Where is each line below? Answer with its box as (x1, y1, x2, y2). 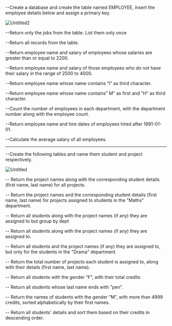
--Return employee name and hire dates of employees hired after (5, 121, 143, 127)
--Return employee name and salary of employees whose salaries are (5, 50, 153, 55)
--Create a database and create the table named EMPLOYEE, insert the (5, 5, 155, 10)
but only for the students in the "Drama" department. (5, 249, 117, 255)
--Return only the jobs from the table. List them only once (5, 30, 127, 35)
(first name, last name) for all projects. (5, 182, 86, 188)
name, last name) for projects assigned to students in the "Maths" (5, 197, 144, 203)
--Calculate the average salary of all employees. (5, 136, 107, 142)
